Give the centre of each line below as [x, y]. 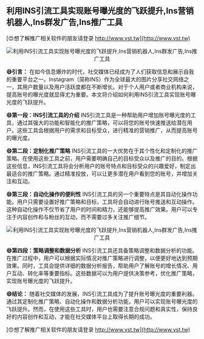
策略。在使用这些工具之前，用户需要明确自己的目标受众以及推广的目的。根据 [102, 158]
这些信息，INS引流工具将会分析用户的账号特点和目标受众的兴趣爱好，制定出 [101, 166]
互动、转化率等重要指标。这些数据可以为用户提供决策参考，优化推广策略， [104, 273]
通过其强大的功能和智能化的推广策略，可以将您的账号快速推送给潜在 [102, 122]
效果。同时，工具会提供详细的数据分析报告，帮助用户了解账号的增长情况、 [99, 265]
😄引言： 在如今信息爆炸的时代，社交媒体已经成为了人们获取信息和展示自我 [100, 71]
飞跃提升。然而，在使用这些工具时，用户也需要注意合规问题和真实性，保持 [99, 309]
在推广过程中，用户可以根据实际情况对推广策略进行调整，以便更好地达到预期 [102, 258]
